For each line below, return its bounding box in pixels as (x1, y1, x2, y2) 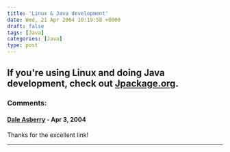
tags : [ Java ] (7, 29, 44, 36)
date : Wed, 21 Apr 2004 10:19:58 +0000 (7, 16, 121, 23)
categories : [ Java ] (7, 36, 63, 42)
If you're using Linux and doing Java (7, 67, 166, 79)
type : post (7, 42, 38, 49)
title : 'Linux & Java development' (7, 10, 109, 17)
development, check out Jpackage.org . (7, 78, 179, 90)
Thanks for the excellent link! (7, 131, 89, 139)
